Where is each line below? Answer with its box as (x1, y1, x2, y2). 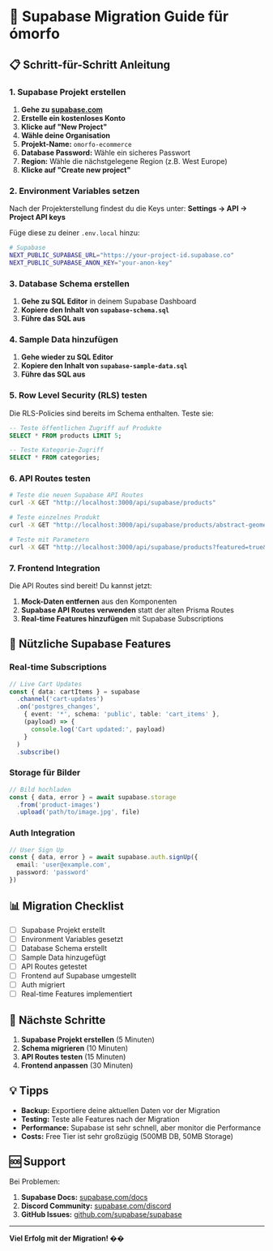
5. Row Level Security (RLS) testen (9, 389, 147, 401)
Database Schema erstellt (20, 943, 108, 952)
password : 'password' (16, 868, 90, 877)
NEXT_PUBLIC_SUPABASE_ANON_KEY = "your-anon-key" (9, 259, 173, 267)
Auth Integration (9, 828, 75, 839)
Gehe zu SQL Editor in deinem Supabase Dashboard (20, 296, 197, 307)
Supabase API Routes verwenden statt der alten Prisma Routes (20, 605, 234, 615)
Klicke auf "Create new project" (20, 165, 131, 174)
